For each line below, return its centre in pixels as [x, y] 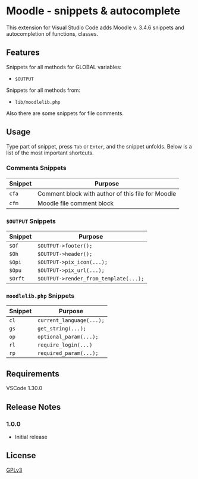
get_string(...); [62, 329]
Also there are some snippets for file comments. [65, 113]
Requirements [33, 374]
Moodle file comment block [76, 203]
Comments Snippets [36, 168]
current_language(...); [71, 321]
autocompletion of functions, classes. [52, 33]
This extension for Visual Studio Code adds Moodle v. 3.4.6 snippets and [95, 27]
